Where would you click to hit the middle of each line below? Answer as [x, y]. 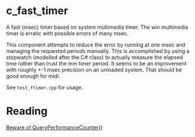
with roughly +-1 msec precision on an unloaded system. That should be [94, 69]
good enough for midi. [33, 76]
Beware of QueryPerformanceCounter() [54, 127]
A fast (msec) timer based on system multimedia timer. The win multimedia [97, 27]
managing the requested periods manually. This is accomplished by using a [98, 51]
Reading [27, 111]
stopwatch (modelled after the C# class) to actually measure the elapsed [95, 57]
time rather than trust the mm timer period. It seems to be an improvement [96, 64]
